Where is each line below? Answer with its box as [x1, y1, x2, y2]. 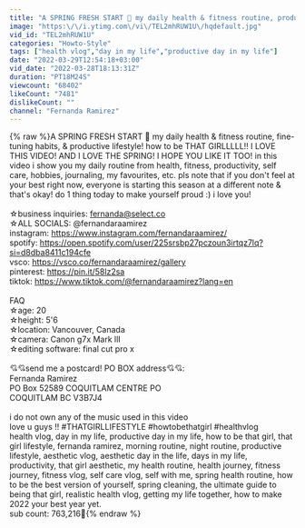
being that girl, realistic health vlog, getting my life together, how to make [9, 489, 283, 500]
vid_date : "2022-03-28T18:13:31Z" [9, 65, 141, 74]
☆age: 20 [9, 305, 47, 316]
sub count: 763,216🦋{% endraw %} [9, 508, 142, 519]
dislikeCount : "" [9, 97, 75, 107]
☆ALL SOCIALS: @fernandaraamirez [9, 218, 148, 229]
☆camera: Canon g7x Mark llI [9, 334, 121, 345]
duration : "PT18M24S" [9, 73, 92, 82]
